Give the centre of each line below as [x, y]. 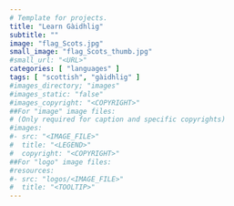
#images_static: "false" [56, 94]
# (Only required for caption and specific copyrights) [117, 119]
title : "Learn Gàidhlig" [56, 26]
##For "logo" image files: [61, 162]
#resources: [32, 170]
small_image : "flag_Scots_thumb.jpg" [81, 52]
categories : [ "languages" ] [65, 69]
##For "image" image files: [63, 111]
